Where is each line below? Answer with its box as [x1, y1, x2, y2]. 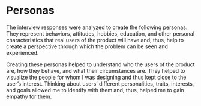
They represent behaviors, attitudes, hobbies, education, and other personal [6, 30, 195, 37]
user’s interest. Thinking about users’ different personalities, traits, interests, [6, 79, 194, 87]
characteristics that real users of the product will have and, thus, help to [6, 36, 184, 43]
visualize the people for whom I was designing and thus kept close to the [6, 73, 187, 81]
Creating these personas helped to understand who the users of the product [6, 61, 195, 68]
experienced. [6, 49, 39, 56]
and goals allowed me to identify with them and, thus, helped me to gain [6, 86, 184, 93]
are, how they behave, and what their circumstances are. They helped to [6, 67, 185, 74]
